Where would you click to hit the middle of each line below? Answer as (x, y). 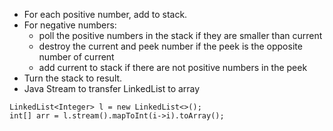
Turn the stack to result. (73, 78)
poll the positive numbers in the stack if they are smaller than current (180, 35)
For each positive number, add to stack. (105, 14)
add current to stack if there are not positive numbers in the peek (173, 67)
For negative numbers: (70, 25)
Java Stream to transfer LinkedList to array (112, 88)
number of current (76, 57)
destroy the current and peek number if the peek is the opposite (170, 46)
